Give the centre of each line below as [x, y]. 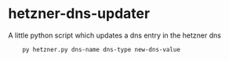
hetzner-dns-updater [79, 14]
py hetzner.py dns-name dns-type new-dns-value [101, 49]
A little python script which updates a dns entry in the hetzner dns [115, 35]
